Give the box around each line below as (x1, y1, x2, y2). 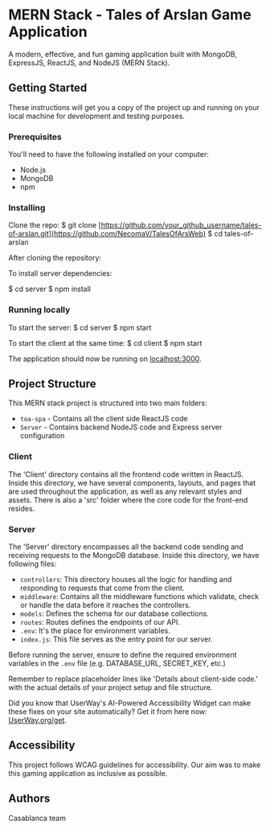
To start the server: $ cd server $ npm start (8, 322, 152, 332)
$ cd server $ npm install (8, 284, 91, 294)
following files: (8, 559, 57, 568)
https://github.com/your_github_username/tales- (100, 220, 262, 230)
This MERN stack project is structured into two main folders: (8, 398, 207, 408)
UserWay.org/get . (8, 716, 67, 725)
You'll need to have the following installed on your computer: (8, 150, 209, 159)
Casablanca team (8, 813, 67, 823)
